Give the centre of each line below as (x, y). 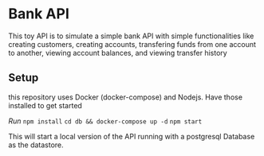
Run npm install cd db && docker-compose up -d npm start (105, 121)
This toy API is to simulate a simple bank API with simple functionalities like (131, 36)
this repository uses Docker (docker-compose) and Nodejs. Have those (126, 97)
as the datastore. (36, 145)
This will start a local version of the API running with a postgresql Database (132, 136)
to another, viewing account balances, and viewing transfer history (118, 53)
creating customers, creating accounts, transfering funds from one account (132, 44)
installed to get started (45, 105)
